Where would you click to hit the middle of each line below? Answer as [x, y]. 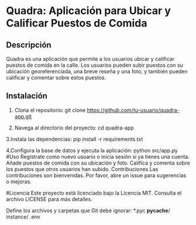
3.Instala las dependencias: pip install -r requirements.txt [75, 139]
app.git [23, 116]
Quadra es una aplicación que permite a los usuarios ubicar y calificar [90, 59]
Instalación [27, 96]
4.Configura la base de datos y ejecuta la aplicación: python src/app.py [92, 150]
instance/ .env [23, 217]
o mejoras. [19, 181]
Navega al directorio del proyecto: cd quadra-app [74, 128]
